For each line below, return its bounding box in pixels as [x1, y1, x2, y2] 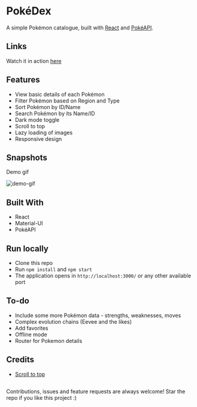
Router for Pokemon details [14, 337, 83, 344]
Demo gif [6, 168, 29, 176]
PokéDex [6, 4, 51, 18]
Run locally [6, 243, 49, 254]
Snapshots [6, 152, 48, 162]
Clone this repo [14, 260, 53, 266]
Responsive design [14, 135, 62, 142]
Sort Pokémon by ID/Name [14, 103, 81, 110]
